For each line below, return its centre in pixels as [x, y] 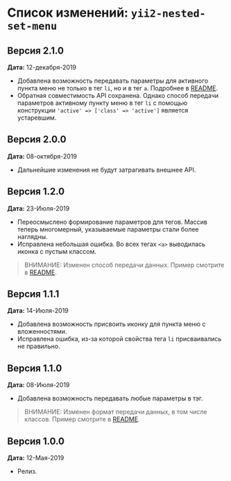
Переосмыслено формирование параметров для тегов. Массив [112, 222]
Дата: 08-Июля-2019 [38, 385]
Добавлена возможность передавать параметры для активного [113, 81]
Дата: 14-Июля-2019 [38, 311]
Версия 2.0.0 [37, 139]
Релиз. [27, 471]
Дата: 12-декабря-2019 [42, 67]
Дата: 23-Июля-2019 [38, 208]
